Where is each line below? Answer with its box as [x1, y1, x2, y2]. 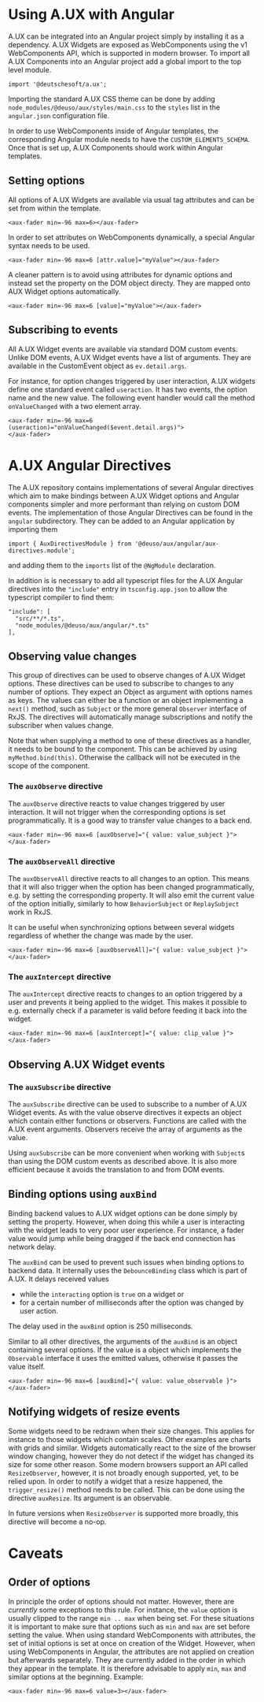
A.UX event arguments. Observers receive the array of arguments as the [8, 1124, 243, 1134]
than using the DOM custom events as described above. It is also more [8, 1156, 237, 1165]
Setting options [8, 174, 85, 188]
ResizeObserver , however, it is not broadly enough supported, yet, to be [8, 1468, 240, 1477]
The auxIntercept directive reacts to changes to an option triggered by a [8, 989, 244, 998]
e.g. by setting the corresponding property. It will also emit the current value [8, 890, 255, 900]
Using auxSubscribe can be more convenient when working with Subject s [8, 1148, 245, 1158]
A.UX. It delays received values [8, 1274, 109, 1284]
